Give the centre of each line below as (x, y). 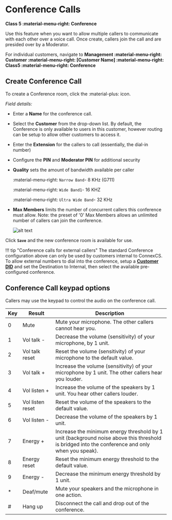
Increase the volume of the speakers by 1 (105, 387)
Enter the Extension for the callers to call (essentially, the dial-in (80, 144)
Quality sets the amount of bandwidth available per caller (73, 170)
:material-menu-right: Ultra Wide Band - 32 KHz (62, 199)
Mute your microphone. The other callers (104, 322)
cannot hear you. (76, 328)
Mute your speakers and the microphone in (107, 488)
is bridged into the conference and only (103, 444)
